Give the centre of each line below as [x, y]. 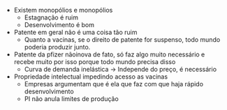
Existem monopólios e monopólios [63, 10]
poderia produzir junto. [57, 47]
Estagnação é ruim [51, 17]
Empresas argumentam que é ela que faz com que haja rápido [114, 84]
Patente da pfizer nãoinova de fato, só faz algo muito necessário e [109, 54]
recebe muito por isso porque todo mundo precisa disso [95, 62]
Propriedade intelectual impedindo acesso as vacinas [91, 77]
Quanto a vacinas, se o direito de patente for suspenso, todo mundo [122, 40]
